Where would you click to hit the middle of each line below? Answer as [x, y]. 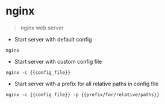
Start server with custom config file [58, 61]
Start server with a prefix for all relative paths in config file [86, 84]
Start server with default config [53, 39]
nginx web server [42, 28]
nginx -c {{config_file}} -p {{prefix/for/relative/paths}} [83, 94]
